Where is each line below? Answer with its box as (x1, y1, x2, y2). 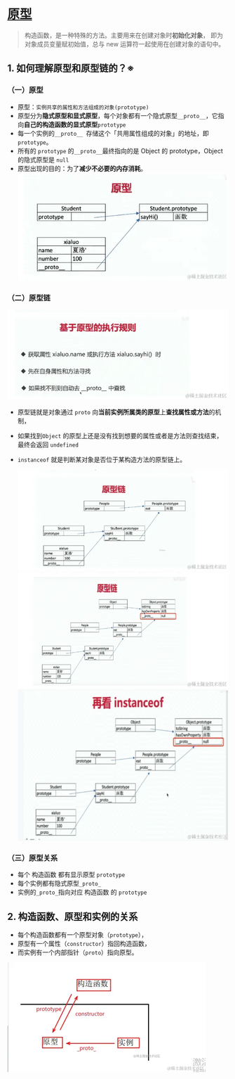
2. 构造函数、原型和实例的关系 (7, 910, 138, 922)
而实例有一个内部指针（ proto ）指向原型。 (17, 948, 138, 957)
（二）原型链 (7, 293, 51, 302)
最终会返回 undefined (17, 440, 79, 449)
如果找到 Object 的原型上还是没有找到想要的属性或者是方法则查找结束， (17, 431, 223, 440)
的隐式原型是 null (17, 155, 69, 164)
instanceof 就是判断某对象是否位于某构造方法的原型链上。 (17, 455, 187, 464)
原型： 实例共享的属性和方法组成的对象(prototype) (17, 103, 149, 111)
